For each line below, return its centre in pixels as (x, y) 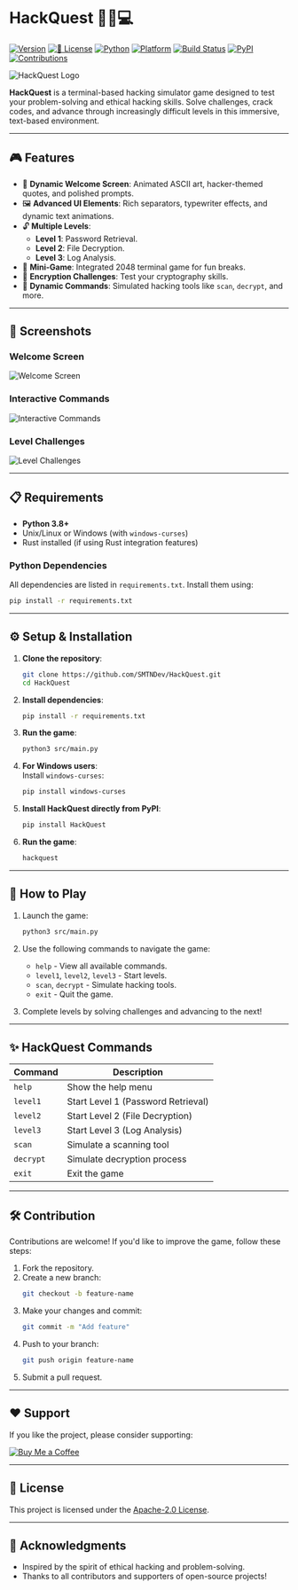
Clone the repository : (62, 658)
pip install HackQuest (64, 825)
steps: (20, 1251)
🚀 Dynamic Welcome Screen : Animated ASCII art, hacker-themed (142, 184)
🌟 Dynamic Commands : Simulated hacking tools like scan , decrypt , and (153, 286)
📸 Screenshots (51, 331)
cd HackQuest (46, 683)
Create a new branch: (62, 1278)
